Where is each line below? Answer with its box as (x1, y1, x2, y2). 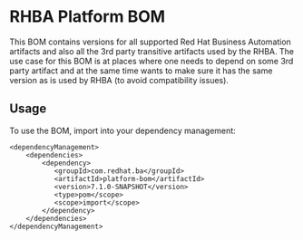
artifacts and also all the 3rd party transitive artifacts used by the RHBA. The (9, 45, 295, 56)
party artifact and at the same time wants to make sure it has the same (9, 65, 273, 76)
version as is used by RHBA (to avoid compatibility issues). (9, 74, 230, 85)
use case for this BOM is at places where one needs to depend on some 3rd (9, 55, 294, 66)
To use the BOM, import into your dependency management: (9, 125, 236, 136)
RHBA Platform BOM (9, 6, 166, 27)
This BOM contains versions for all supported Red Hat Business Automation (9, 36, 292, 47)
